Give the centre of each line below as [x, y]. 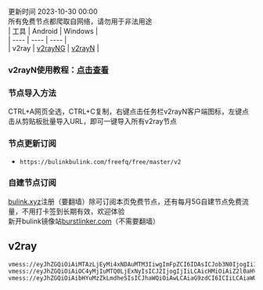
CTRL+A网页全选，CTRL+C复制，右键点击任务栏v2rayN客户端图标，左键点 [128, 111]
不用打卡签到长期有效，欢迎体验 [73, 211]
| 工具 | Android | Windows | [53, 31]
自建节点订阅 [32, 183]
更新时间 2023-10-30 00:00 [53, 11]
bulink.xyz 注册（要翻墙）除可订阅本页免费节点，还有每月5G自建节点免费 [125, 201]
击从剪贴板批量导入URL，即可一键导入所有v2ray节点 [93, 121]
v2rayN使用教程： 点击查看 [59, 70]
